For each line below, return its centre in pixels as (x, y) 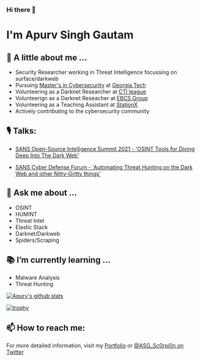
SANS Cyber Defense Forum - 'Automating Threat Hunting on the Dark (104, 167)
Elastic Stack (31, 227)
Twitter (15, 352)
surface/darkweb (37, 78)
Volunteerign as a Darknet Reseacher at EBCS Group (82, 98)
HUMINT (26, 214)
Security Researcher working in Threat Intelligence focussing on (96, 72)
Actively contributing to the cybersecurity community (82, 111)
